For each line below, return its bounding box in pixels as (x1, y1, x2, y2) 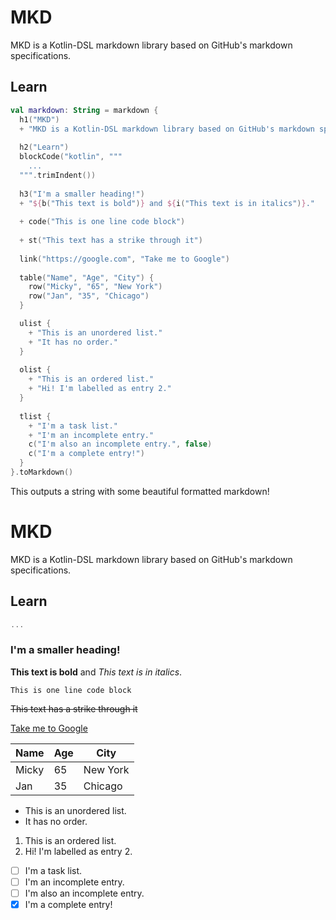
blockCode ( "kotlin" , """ (19, 152, 123, 162)
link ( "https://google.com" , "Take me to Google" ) (19, 254, 230, 264)
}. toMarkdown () (10, 467, 74, 477)
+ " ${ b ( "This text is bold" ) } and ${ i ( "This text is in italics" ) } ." (19, 198, 316, 208)
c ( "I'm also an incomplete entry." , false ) (28, 439, 213, 450)
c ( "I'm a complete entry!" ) (28, 449, 145, 459)
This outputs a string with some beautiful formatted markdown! (10, 485, 270, 497)
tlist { (19, 411, 52, 421)
